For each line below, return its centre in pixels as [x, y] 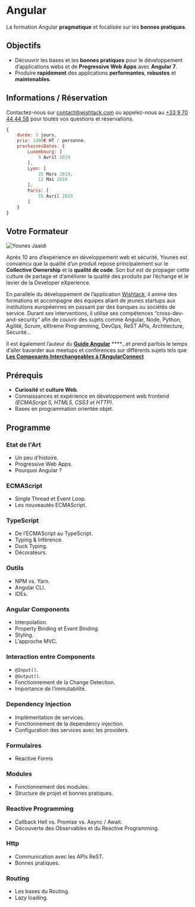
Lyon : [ [37, 168]
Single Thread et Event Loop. [50, 499]
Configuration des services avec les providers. [72, 730]
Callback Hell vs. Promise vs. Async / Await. [69, 822]
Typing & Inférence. [39, 540]
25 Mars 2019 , [55, 174]
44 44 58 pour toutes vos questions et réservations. [70, 119]
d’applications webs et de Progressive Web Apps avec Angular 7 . [96, 66]
